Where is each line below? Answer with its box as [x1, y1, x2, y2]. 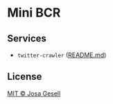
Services [7, 33, 47, 44]
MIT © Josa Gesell [7, 89, 61, 98]
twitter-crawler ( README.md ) [17, 51, 107, 59]
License [7, 71, 42, 83]
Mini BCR [7, 5, 61, 21]
